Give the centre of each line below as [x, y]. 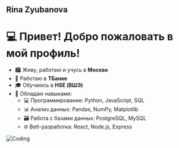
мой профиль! [43, 53]
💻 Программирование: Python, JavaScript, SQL [84, 100]
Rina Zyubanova [37, 10]
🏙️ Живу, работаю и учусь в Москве [61, 70]
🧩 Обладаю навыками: [43, 94]
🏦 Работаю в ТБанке [41, 78]
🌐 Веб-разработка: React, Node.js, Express [78, 127]
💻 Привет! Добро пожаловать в [90, 37]
